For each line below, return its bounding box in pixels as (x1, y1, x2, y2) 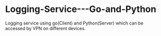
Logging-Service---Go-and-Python (5, 3, 156, 15)
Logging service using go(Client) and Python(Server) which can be (5, 20, 144, 26)
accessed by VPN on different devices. (5, 25, 86, 31)
